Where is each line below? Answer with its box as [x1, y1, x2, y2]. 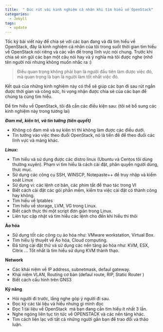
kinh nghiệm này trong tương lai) [5, 108, 70, 114]
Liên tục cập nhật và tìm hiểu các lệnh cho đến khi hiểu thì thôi [12, 213, 138, 219]
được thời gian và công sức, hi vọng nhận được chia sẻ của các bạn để [5, 89, 147, 94]
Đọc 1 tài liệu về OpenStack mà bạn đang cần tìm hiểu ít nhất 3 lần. [12, 306, 147, 312]
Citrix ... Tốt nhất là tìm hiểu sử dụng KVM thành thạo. [12, 248, 120, 254]
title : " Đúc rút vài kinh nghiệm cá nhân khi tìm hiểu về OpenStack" [5, 7, 153, 12]
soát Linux [12, 177, 33, 183]
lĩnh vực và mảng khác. [12, 137, 59, 144]
